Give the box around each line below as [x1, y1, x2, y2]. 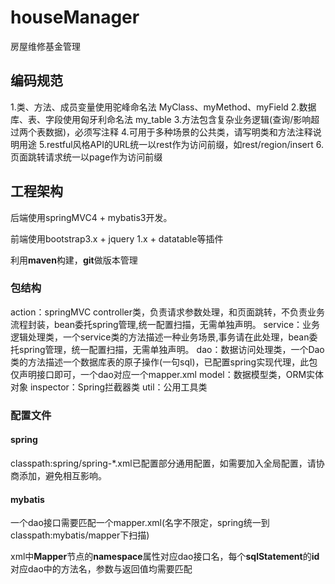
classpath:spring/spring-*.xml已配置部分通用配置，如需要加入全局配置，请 [10, 457, 317, 469]
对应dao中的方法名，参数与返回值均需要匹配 [10, 563, 193, 575]
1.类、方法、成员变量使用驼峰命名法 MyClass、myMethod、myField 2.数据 [10, 101, 317, 113]
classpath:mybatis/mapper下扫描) [10, 529, 150, 541]
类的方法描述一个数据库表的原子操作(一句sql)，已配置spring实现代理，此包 [10, 356, 318, 368]
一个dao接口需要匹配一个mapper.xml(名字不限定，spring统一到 [10, 517, 270, 529]
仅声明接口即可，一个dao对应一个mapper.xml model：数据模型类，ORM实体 [10, 368, 325, 380]
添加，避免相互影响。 [18, 469, 107, 481]
